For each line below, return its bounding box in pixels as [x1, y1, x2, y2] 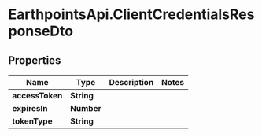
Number [70, 103, 101, 113]
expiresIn [12, 103, 48, 113]
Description [109, 77, 154, 87]
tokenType [12, 116, 53, 127]
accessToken [12, 91, 63, 101]
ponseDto [8, 22, 73, 40]
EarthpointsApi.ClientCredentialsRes [8, 6, 255, 24]
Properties [8, 54, 61, 67]
